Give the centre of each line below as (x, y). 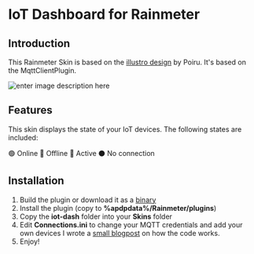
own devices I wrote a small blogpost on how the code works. (120, 233)
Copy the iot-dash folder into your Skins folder (96, 216)
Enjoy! (29, 241)
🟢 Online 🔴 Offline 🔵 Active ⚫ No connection (81, 153)
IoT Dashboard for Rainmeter (104, 15)
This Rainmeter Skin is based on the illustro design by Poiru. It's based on (127, 62)
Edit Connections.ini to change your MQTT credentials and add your (131, 224)
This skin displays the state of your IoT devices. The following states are (125, 129)
